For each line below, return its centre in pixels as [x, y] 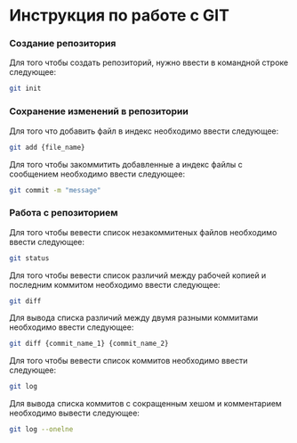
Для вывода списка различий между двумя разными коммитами [134, 318]
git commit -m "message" [55, 190]
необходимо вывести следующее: [75, 413]
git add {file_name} [48, 147]
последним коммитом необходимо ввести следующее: [115, 284]
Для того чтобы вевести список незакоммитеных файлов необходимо [143, 232]
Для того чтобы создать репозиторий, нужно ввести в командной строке [149, 62]
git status [29, 258]
